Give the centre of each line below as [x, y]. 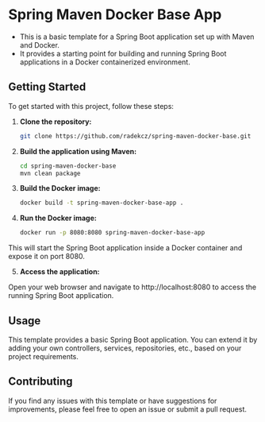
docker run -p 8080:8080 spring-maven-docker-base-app [112, 233]
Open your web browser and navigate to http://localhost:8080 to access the [132, 287]
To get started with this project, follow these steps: [91, 106]
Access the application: [60, 272]
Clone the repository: [56, 122]
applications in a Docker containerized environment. [105, 62]
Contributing [40, 382]
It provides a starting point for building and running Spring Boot [123, 53]
